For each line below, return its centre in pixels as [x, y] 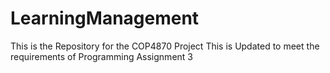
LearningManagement [105, 18]
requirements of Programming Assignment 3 [101, 56]
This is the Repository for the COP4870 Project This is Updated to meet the [165, 46]
